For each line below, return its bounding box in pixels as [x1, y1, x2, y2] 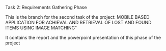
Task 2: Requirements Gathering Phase [5, 5, 87, 10]
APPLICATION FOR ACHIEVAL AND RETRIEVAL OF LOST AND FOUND [5, 20, 152, 25]
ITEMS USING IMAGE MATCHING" [5, 25, 77, 31]
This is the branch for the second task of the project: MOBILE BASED [5, 14, 150, 20]
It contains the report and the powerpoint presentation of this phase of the [5, 35, 161, 40]
